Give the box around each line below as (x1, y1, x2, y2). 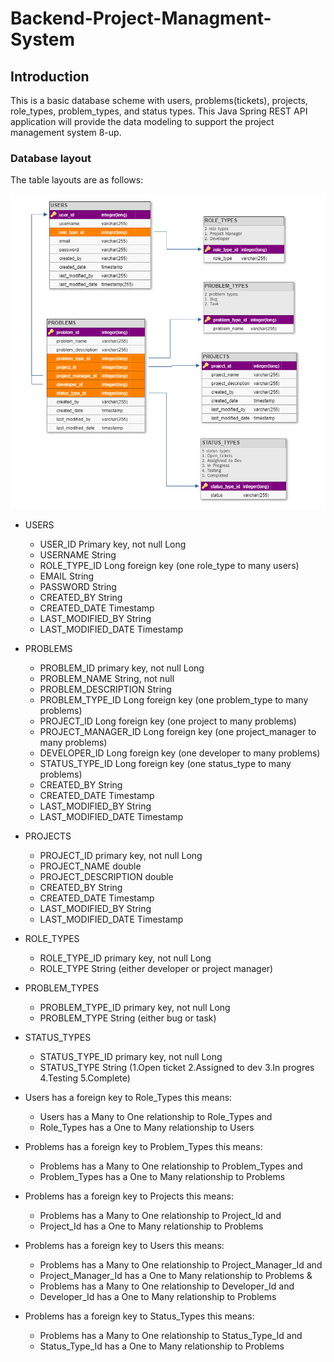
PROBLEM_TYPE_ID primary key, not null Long (39, 1002, 231, 1014)
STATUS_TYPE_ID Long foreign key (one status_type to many (39, 758, 292, 770)
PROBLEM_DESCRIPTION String (39, 683, 172, 696)
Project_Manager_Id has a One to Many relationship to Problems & (39, 1270, 313, 1282)
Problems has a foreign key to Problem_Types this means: (24, 1141, 263, 1153)
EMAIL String (39, 570, 95, 582)
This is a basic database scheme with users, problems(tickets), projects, (10, 95, 308, 106)
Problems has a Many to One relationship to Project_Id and (39, 1210, 282, 1222)
